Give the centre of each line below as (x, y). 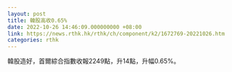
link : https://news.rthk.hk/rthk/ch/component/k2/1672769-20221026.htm (116, 34)
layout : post (27, 14)
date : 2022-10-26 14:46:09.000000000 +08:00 (75, 27)
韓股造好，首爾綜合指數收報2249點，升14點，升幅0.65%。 (94, 61)
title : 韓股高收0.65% (37, 20)
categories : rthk (33, 40)
